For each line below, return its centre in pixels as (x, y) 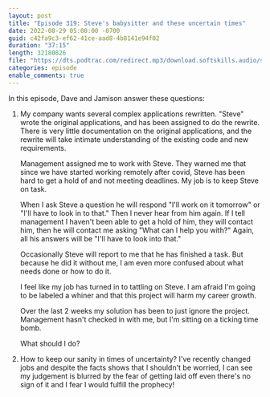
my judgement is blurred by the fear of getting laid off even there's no (135, 376)
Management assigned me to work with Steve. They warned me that (133, 163)
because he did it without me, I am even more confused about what (131, 262)
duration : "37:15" (39, 46)
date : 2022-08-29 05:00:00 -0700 (64, 30)
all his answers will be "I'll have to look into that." (100, 238)
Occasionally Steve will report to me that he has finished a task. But (131, 254)
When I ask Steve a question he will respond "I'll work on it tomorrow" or (140, 205)
